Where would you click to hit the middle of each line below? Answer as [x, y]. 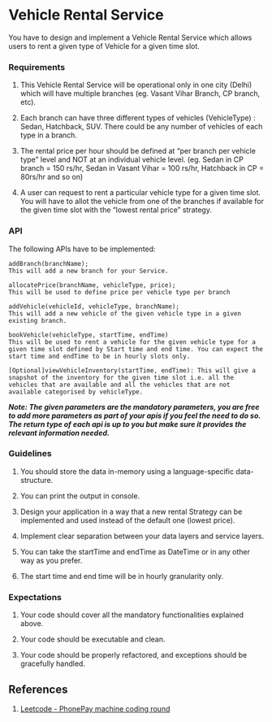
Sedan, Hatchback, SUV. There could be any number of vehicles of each [141, 127]
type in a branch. [48, 135]
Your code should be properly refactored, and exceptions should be [134, 655]
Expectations [35, 597]
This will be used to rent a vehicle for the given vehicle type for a [132, 342]
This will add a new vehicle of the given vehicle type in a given [125, 313]
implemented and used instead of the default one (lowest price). [127, 520]
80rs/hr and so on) [52, 177]
